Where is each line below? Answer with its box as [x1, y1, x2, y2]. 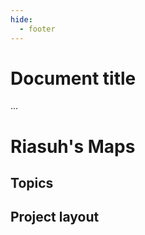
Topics [10, 175, 54, 192]
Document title [10, 67, 137, 90]
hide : [10, 14, 33, 25]
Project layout [10, 209, 100, 226]
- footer [19, 24, 56, 34]
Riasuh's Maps [10, 135, 136, 158]
